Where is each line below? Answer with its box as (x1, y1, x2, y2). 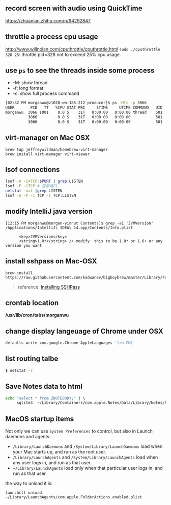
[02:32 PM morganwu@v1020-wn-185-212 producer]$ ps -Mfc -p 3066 (5, 100, 147, 106)
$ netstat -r (5, 368, 33, 373)
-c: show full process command (12, 90, 80, 96)
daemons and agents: (5, 434, 51, 440)
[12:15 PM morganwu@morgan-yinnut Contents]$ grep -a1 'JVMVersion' (5, 220, 154, 226)
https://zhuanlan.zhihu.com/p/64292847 (5, 17, 91, 23)
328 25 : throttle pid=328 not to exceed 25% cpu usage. (5, 51, 121, 58)
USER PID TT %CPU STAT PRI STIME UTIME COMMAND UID (5, 105, 163, 110)
